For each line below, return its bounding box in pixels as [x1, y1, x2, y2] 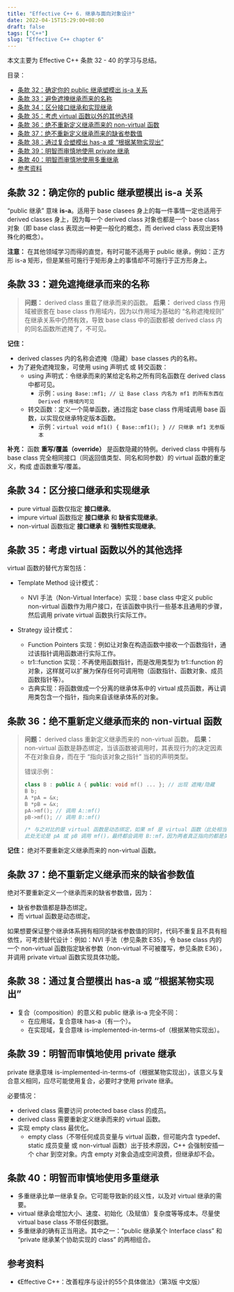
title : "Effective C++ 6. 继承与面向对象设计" [7, 10, 136, 17]
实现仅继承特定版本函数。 [46, 413, 120, 422]
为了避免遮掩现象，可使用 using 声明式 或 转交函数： [17, 363, 169, 371]
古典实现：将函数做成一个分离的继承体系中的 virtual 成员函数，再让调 [27, 684, 226, 692]
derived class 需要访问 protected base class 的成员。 [17, 1106, 171, 1114]
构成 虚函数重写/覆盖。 [19, 462, 85, 471]
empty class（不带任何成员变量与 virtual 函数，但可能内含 [27, 1132, 194, 1141]
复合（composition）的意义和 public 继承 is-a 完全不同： [17, 1008, 180, 1017]
